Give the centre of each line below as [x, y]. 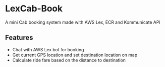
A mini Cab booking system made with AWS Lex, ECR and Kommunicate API [83, 22]
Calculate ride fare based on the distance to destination [69, 60]
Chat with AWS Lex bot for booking [48, 49]
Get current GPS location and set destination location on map [75, 55]
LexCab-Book [34, 9]
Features [19, 38]
